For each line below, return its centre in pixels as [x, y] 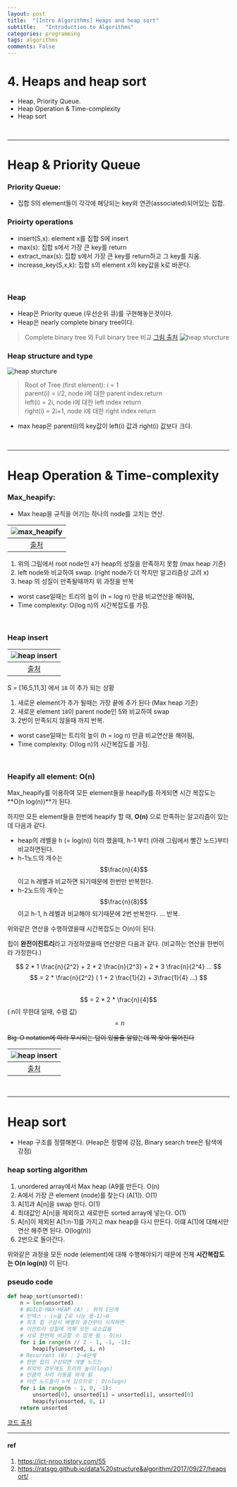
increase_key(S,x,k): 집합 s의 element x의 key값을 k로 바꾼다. [104, 265]
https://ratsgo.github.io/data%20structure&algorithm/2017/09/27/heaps [122, 1469]
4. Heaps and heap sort [77, 82]
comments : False [31, 47]
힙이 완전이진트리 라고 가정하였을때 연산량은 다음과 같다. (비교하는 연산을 [107, 944]
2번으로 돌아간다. [41, 1239]
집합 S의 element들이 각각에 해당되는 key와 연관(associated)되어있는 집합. [121, 203]
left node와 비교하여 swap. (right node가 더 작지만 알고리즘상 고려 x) [113, 572]
